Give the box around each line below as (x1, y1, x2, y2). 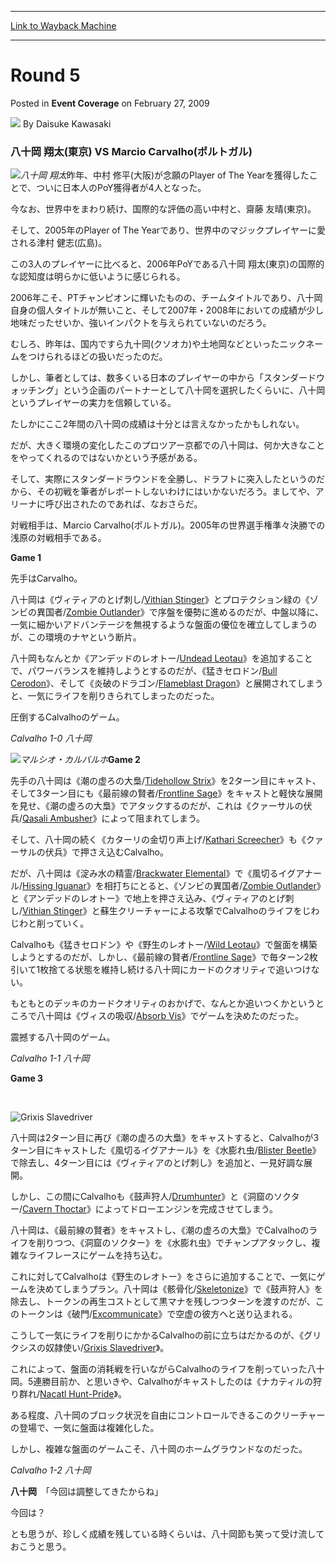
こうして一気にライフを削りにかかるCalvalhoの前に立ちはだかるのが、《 (10, 1329, 305, 1341)
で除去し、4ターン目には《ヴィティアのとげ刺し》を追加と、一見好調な (10, 1157, 304, 1169)
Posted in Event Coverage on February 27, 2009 (10, 97, 210, 109)
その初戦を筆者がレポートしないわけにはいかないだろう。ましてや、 (36, 486, 316, 498)
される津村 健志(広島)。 (10, 237, 108, 249)
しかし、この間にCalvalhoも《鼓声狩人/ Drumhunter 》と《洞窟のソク (10, 1191, 292, 1203)
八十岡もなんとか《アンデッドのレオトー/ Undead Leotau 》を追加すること (10, 652, 313, 665)
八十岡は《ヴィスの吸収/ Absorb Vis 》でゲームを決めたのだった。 (36, 1010, 305, 1022)
